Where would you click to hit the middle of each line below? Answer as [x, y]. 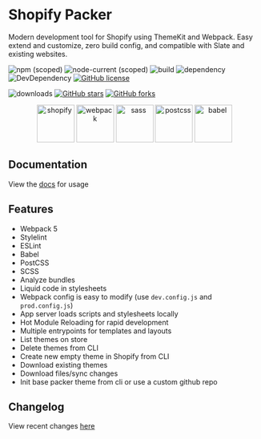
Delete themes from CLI [59, 348]
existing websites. [38, 54]
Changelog [36, 407]
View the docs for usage [49, 184]
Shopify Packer [60, 15]
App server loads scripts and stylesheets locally [99, 313]
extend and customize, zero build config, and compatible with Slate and [126, 45]
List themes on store [54, 339]
